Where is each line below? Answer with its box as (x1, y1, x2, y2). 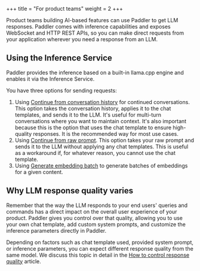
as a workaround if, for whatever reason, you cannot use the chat (14, 149, 176, 156)
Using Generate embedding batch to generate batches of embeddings (14, 162, 188, 169)
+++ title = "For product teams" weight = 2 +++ (6, 5, 124, 12)
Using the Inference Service (6, 53, 112, 63)
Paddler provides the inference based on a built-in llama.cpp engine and (6, 69, 184, 76)
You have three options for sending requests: (6, 87, 118, 94)
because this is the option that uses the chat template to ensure (14, 124, 172, 131)
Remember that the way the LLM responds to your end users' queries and (6, 202, 188, 209)
